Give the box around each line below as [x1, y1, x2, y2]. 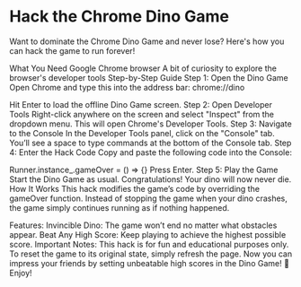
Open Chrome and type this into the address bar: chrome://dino [9, 82, 245, 92]
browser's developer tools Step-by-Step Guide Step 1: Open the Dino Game [9, 72, 289, 83]
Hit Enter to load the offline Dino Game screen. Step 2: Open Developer [9, 99, 272, 109]
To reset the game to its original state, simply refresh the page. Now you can [9, 248, 293, 259]
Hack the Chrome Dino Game [9, 6, 230, 27]
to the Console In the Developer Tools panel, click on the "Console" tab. [9, 127, 276, 138]
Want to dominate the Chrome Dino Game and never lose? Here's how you [9, 36, 285, 47]
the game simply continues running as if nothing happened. [9, 202, 230, 213]
